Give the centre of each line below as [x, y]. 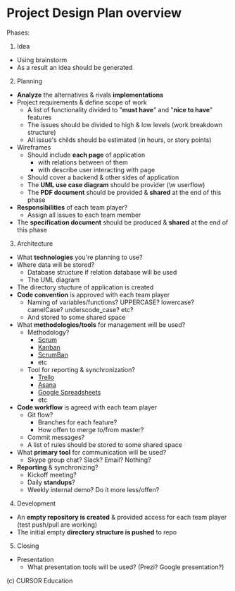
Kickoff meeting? [52, 474]
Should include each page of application [86, 155]
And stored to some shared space [76, 317]
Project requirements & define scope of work [82, 102]
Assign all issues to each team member [84, 215]
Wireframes [34, 147]
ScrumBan [53, 354]
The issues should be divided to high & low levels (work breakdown [125, 124]
